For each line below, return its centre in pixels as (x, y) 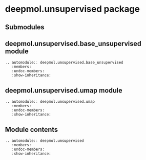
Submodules (25, 27)
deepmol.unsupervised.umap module (64, 90)
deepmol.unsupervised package (73, 9)
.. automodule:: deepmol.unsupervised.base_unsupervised (64, 63)
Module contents (31, 129)
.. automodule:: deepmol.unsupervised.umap (50, 102)
